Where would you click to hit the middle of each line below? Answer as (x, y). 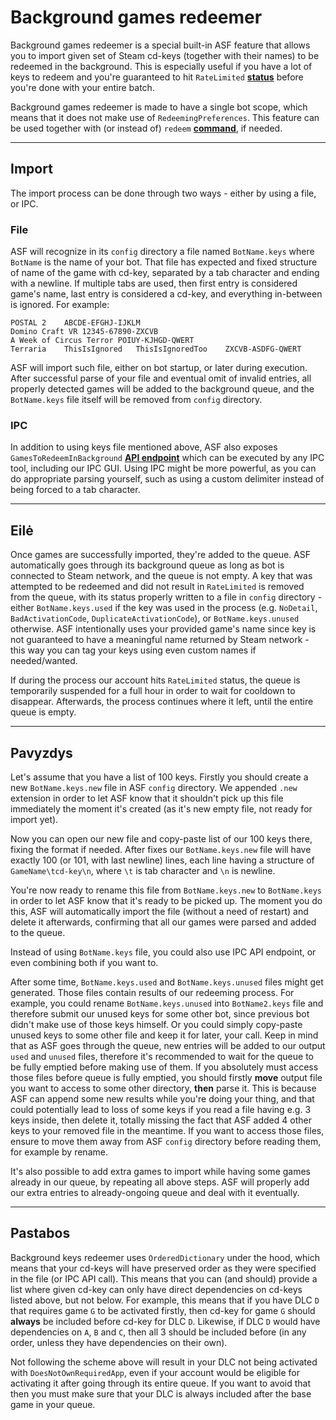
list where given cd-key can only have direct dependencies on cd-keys (156, 1289)
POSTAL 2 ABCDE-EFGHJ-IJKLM (75, 323)
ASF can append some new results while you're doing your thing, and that (162, 1098)
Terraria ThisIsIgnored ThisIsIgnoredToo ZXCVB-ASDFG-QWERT (156, 349)
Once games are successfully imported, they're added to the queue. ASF (160, 555)
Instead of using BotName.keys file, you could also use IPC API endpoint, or (163, 952)
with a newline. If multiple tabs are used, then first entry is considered (154, 283)
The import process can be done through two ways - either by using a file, (163, 193)
